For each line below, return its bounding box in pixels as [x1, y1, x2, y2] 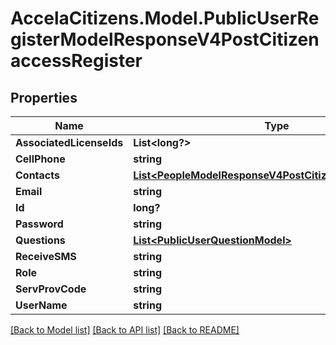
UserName [15, 298, 68, 312]
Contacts [15, 168, 60, 182]
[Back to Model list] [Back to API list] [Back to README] [10, 324, 240, 336]
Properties [10, 89, 78, 106]
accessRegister [10, 50, 143, 72]
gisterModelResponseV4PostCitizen [10, 28, 320, 51]
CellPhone [15, 152, 66, 166]
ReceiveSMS [15, 250, 77, 263]
